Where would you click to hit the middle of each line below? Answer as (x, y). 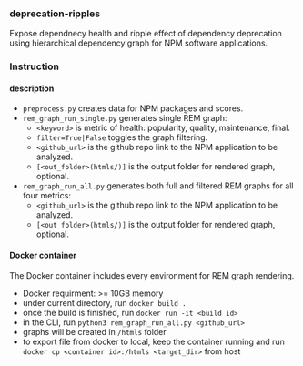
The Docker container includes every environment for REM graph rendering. (152, 275)
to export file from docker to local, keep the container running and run (153, 341)
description (32, 88)
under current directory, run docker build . (104, 302)
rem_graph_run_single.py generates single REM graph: (125, 118)
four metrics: (46, 196)
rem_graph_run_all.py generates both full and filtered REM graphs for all (158, 186)
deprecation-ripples (55, 14)
